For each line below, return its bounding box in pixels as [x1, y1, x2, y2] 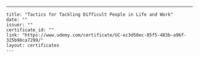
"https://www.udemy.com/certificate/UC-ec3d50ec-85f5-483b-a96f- [21, 32, 187, 38]
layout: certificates [6, 42, 60, 48]
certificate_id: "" [6, 27, 54, 33]
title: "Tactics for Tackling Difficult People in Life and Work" [6, 12, 174, 18]
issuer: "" [6, 22, 33, 28]
